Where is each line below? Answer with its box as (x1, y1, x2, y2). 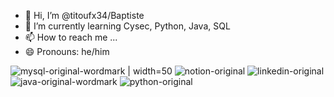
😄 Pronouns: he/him (24, 46, 110, 57)
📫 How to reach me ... (24, 31, 118, 43)
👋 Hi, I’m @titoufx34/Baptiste (24, 10, 145, 21)
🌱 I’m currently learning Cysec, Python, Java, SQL (24, 20, 231, 32)
